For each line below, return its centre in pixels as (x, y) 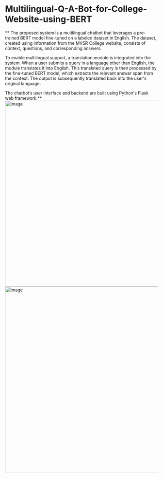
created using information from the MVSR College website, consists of (75, 43)
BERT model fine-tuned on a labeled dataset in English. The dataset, (88, 38)
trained (12, 38)
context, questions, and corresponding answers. (53, 48)
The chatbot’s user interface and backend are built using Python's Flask (77, 93)
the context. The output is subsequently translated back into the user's (76, 78)
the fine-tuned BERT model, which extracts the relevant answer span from (79, 73)
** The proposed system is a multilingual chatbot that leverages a (71, 33)
